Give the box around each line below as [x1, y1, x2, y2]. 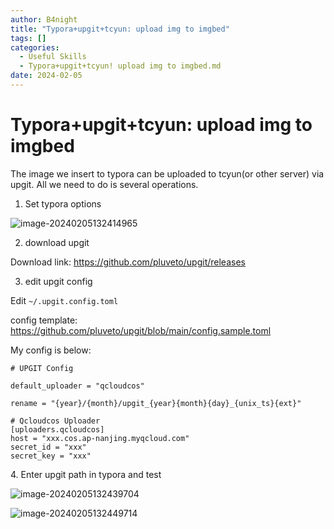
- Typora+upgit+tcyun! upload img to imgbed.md [19, 61, 222, 71]
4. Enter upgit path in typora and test [10, 468, 162, 480]
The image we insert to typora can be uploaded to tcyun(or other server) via [10, 167, 325, 180]
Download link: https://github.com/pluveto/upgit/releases [10, 256, 246, 268]
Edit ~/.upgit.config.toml [10, 294, 119, 306]
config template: [10, 314, 78, 326]
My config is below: [10, 344, 92, 356]
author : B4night [10, 14, 78, 25]
